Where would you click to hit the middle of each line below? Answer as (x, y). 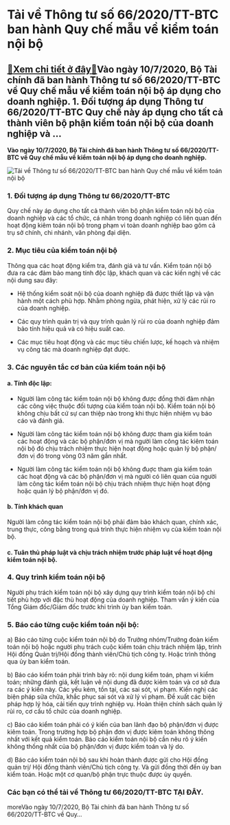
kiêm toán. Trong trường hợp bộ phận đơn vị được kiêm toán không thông (111, 732)
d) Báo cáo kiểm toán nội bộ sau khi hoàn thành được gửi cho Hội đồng (107, 760)
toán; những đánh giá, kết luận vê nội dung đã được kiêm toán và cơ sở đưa (114, 682)
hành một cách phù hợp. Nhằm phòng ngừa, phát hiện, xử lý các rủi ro (116, 301)
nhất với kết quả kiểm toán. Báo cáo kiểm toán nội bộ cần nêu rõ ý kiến (107, 739)
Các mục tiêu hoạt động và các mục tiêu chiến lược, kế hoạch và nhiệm (118, 342)
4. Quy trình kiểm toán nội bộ (56, 577)
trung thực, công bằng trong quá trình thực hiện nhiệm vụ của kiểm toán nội (114, 529)
